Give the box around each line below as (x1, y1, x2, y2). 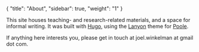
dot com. (6, 41, 29, 47)
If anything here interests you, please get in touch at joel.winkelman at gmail (6, 34, 194, 41)
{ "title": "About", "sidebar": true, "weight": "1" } (6, 5, 123, 12)
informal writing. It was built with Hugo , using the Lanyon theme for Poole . (6, 23, 189, 30)
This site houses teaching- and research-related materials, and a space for (6, 17, 191, 23)
